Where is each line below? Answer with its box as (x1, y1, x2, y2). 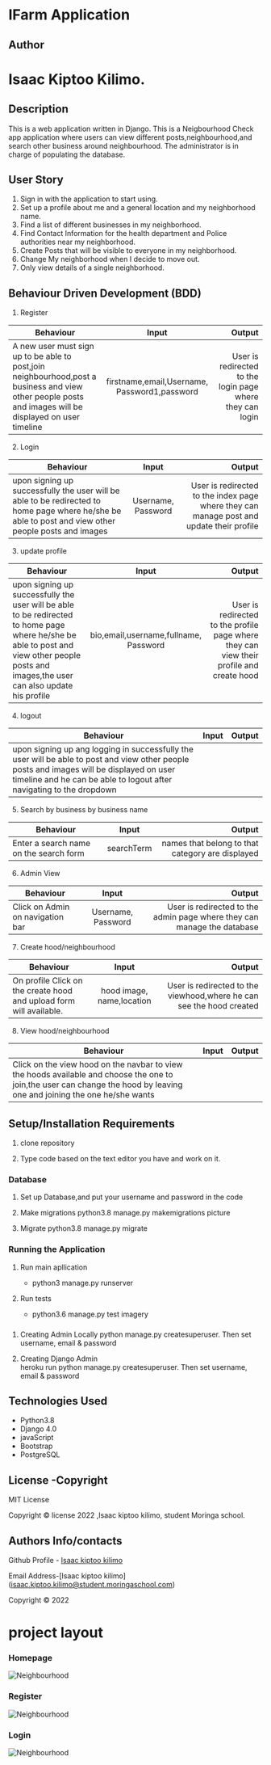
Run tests (19, 1293, 52, 1303)
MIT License (8, 1495, 50, 1505)
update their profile (186, 520, 259, 532)
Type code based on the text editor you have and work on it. (19, 1154, 221, 1164)
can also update (12, 680, 73, 692)
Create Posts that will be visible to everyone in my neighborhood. (19, 246, 237, 255)
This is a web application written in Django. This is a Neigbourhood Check (8, 124, 254, 133)
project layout (8, 1624, 103, 1642)
